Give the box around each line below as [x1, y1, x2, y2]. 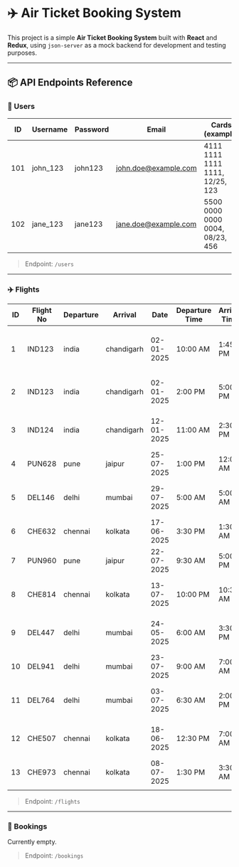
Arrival [112, 309, 137, 319]
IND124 [27, 425, 54, 435]
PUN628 [27, 459, 57, 469]
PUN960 [27, 555, 57, 565]
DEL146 [27, 492, 55, 502]
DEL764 [27, 695, 55, 705]
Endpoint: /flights [24, 797, 80, 805]
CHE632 [27, 526, 57, 536]
